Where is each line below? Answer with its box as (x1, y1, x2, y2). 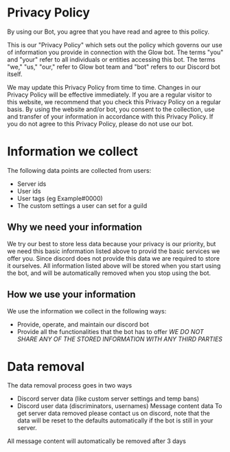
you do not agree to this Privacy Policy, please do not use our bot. (7, 119, 194, 128)
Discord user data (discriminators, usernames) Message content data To (16, 402, 222, 410)
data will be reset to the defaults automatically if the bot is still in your (16, 416, 214, 425)
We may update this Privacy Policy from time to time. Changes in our (7, 83, 201, 91)
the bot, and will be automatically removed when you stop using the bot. (7, 269, 211, 277)
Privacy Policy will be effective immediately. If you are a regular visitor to (7, 91, 212, 99)
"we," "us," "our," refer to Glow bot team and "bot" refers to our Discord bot (7, 62, 221, 71)
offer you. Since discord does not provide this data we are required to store (7, 254, 220, 262)
